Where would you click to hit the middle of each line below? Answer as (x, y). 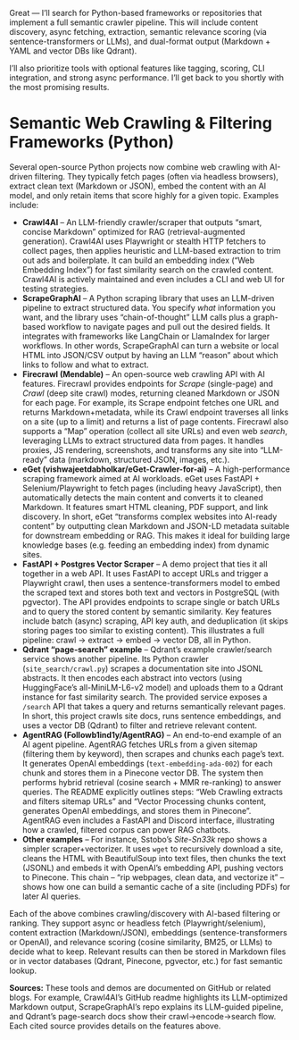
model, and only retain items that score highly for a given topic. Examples (144, 195)
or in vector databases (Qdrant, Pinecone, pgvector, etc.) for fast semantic (146, 960)
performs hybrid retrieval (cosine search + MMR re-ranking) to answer (152, 782)
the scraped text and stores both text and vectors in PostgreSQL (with (150, 592)
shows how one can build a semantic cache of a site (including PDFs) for (156, 886)
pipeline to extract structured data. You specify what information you (149, 307)
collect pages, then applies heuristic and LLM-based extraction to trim (151, 250)
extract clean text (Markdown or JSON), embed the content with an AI (138, 186)
